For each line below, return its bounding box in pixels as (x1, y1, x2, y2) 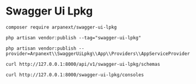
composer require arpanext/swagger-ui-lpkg (5, 24, 117, 30)
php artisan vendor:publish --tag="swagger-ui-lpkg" (5, 34, 142, 40)
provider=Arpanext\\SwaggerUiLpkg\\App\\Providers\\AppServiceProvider (5, 50, 190, 57)
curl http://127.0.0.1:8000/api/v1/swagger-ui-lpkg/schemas (5, 61, 161, 67)
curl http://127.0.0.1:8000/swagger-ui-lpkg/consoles (5, 71, 145, 78)
